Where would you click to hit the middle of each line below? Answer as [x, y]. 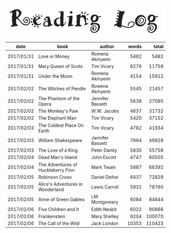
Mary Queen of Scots [60, 66]
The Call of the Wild [59, 223]
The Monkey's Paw [58, 111]
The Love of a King [58, 150]
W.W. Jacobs [105, 111]
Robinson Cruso [55, 177]
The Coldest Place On [61, 125]
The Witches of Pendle [62, 89]
